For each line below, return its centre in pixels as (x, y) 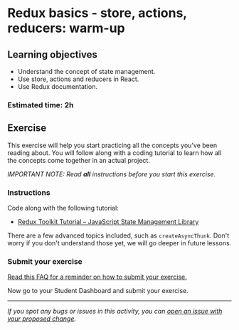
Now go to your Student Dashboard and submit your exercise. (98, 291)
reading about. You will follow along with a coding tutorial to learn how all (115, 153)
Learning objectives (53, 54)
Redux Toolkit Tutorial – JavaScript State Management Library (108, 222)
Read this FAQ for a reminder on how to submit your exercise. (97, 277)
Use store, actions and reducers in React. (78, 79)
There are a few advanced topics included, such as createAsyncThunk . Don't (118, 235)
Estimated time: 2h (41, 105)
